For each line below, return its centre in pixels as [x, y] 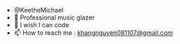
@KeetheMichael [39, 10]
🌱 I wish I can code [41, 25]
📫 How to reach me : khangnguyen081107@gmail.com [94, 33]
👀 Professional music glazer [54, 17]
